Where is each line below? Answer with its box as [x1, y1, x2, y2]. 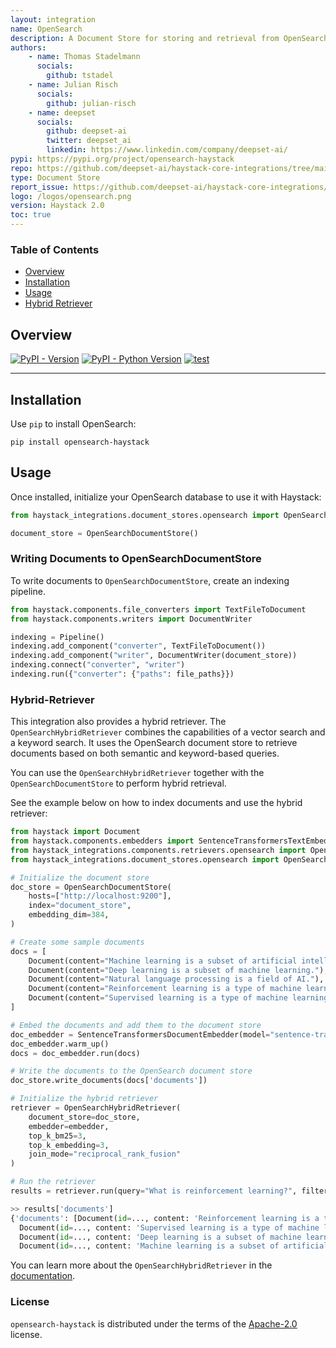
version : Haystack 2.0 [10, 201, 105, 211]
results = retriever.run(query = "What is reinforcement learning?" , [10, 1186, 298, 1196]
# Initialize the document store [10, 872, 150, 883]
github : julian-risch [46, 98, 137, 108]
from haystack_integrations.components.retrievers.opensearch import [10, 845, 307, 855]
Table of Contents [10, 242, 100, 256]
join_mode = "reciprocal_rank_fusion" [28, 1149, 182, 1160]
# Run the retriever [10, 1177, 97, 1187]
